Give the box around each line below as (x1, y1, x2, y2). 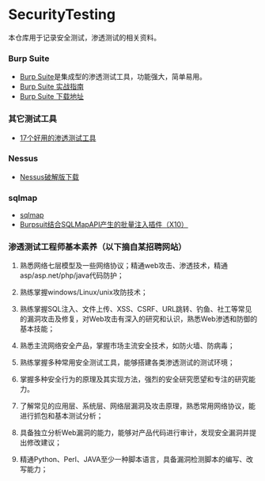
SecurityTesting (8, 6, 116, 24)
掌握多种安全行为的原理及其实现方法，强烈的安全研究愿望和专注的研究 (19, 374, 249, 384)
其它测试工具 (8, 113, 58, 124)
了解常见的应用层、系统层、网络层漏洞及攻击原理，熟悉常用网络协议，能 (19, 401, 256, 411)
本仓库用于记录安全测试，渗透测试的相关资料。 (8, 32, 161, 42)
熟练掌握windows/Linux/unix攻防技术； (19, 287, 148, 297)
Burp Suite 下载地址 (19, 92, 85, 101)
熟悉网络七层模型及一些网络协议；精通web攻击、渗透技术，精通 (19, 261, 228, 271)
